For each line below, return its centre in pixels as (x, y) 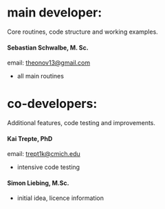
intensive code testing (48, 167)
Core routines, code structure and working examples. (82, 32)
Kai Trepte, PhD (30, 138)
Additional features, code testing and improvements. (81, 123)
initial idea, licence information (60, 198)
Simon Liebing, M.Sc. (38, 183)
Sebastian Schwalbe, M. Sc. (48, 47)
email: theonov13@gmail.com (49, 63)
